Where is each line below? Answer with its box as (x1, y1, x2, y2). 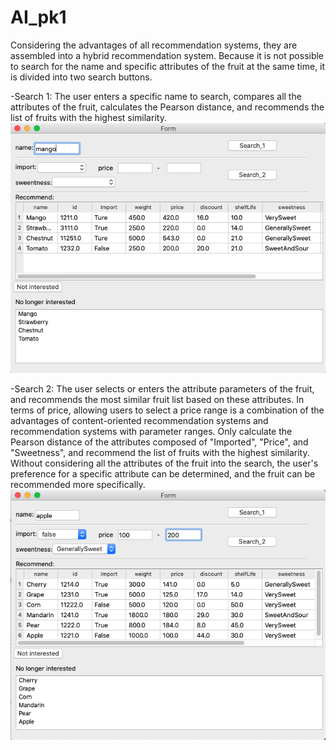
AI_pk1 (10, 6, 67, 29)
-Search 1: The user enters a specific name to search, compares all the (10, 90, 302, 102)
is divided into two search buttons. (10, 71, 153, 83)
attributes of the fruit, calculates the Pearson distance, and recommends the (10, 101, 325, 113)
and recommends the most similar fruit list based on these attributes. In (10, 394, 305, 406)
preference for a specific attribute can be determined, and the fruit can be (10, 468, 316, 480)
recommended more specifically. (10, 479, 146, 491)
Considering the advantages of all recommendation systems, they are (10, 39, 298, 51)
